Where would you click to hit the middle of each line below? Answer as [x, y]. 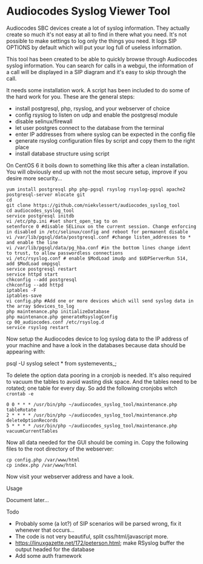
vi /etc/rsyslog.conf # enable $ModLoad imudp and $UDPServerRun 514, [97, 258]
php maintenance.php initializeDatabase [58, 311]
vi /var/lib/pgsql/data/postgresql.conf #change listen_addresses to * [98, 237]
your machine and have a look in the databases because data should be [96, 345]
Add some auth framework [48, 556]
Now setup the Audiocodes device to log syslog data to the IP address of [98, 339]
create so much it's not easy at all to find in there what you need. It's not [96, 34]
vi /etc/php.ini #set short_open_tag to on [62, 221]
